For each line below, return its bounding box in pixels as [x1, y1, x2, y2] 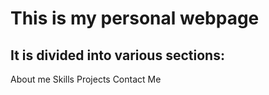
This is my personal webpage [10, 7, 260, 30]
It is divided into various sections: [10, 47, 225, 64]
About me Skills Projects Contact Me [10, 73, 162, 85]
